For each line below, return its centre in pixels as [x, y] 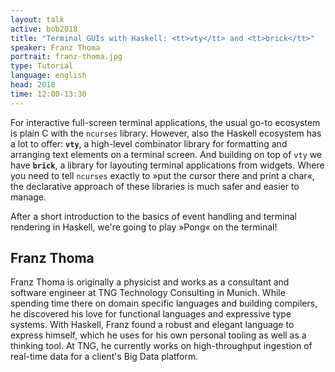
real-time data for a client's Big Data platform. [104, 357]
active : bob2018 [44, 29]
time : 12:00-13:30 [48, 94]
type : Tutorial [42, 66]
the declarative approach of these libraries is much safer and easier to [155, 186]
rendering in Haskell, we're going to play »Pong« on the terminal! [144, 227]
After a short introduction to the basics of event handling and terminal [153, 216]
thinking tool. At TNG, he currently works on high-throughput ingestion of [161, 346]
